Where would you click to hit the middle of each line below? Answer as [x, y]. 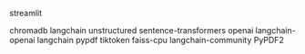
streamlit [26, 13]
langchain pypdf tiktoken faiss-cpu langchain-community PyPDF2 [160, 40]
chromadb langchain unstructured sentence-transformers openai [132, 30]
